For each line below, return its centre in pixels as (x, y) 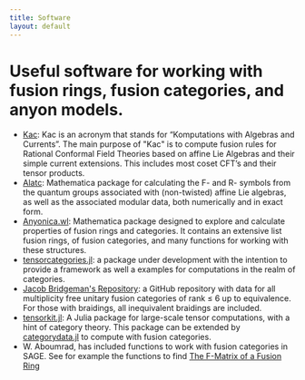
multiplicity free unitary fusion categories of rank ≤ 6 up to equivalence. (157, 298)
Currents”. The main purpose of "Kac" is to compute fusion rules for (149, 144)
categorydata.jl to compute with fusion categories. (117, 337)
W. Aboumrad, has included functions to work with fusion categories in (155, 346)
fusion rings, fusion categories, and (147, 90)
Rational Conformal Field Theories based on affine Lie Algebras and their (158, 154)
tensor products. (54, 173)
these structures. (54, 250)
